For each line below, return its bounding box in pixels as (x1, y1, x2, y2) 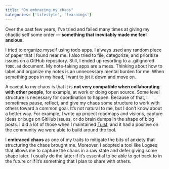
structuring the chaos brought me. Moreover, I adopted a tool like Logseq (5, 142, 158, 148)
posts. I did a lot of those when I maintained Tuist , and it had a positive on (5, 121, 158, 127)
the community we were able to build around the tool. (5, 126, 117, 132)
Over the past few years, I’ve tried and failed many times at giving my (5, 26, 150, 32)
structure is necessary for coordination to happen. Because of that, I (5, 94, 148, 100)
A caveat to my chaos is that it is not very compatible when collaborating (5, 83, 160, 89)
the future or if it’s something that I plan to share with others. (5, 158, 132, 164)
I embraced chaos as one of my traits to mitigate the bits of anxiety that (5, 137, 155, 143)
